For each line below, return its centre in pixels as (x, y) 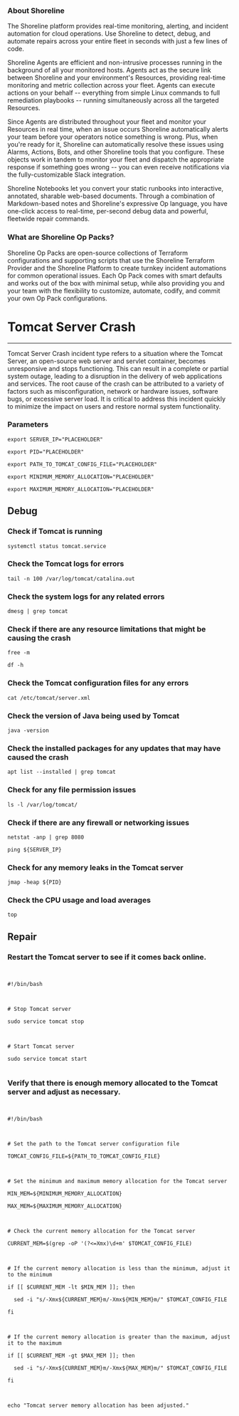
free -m (19, 653)
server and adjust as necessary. (64, 1092)
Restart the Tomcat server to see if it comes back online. (107, 957)
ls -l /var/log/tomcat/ (43, 804)
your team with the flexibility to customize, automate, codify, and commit (114, 290)
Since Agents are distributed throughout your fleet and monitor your (107, 122)
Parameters (28, 424)
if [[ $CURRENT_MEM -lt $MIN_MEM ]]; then (71, 1287)
